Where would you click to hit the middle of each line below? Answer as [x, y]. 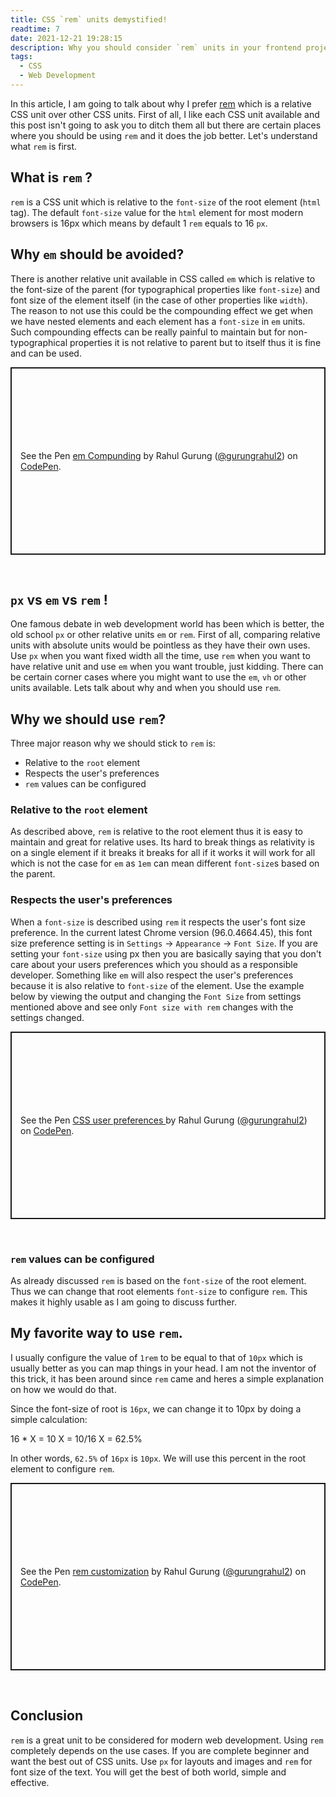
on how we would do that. [63, 1389]
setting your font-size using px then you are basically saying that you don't [166, 953]
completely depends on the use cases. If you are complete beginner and [160, 1750]
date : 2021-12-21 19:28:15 [66, 38]
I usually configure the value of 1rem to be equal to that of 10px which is [156, 1357]
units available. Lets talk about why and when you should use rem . [146, 688]
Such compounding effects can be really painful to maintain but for [148, 332]
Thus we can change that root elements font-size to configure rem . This [159, 1292]
